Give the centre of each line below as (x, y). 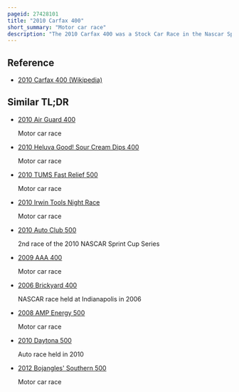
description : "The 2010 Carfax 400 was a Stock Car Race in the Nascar (116, 34)
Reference (31, 62)
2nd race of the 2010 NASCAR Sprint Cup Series (89, 244)
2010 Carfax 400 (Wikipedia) (60, 80)
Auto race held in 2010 (51, 354)
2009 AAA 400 (40, 257)
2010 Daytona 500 (45, 340)
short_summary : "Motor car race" (57, 27)
